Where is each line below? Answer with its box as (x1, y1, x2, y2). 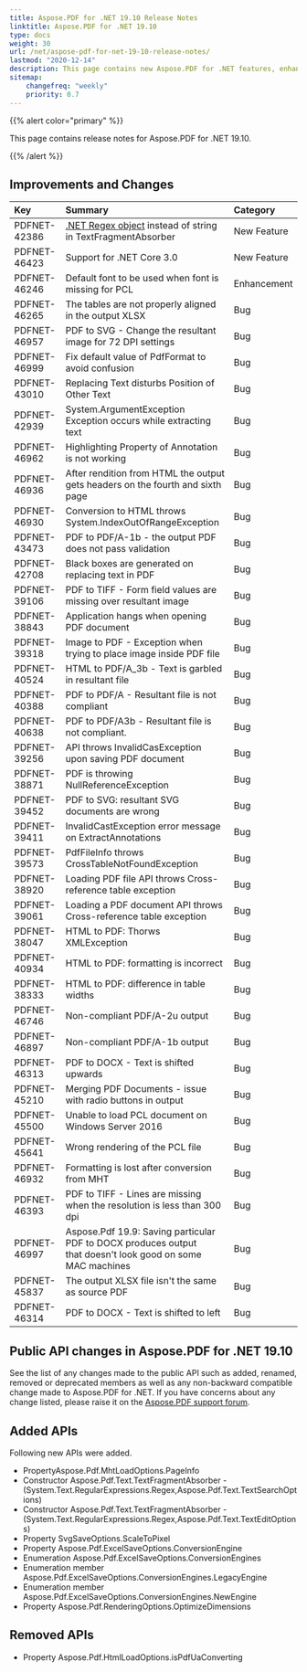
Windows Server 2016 (65, 1120, 163, 1133)
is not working (65, 452, 126, 465)
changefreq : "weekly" (26, 81, 108, 90)
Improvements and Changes (9, 176, 175, 192)
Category (233, 204, 276, 217)
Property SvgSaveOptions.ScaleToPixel (22, 1532, 171, 1544)
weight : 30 (9, 38, 51, 48)
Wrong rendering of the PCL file (65, 1141, 202, 1154)
